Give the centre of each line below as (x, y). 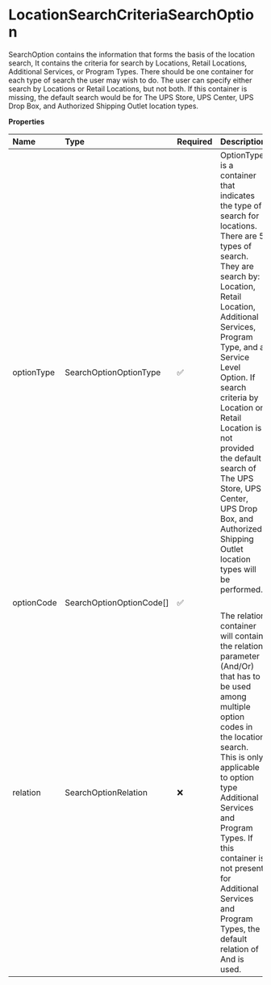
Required (195, 141)
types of (236, 246)
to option (237, 777)
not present (242, 868)
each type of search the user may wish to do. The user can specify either (130, 80)
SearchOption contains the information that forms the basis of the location (132, 54)
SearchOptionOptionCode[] (117, 602)
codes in (237, 726)
